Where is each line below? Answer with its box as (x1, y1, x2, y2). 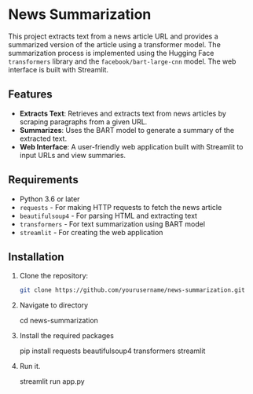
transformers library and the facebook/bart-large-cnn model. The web (8, 57, 236, 66)
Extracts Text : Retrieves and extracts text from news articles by (19, 109, 226, 118)
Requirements (8, 173, 79, 186)
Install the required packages (19, 331, 114, 341)
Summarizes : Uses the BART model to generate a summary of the (19, 125, 234, 134)
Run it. (19, 362, 41, 371)
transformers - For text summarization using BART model (19, 219, 206, 229)
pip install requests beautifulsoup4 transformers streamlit (19, 346, 206, 355)
